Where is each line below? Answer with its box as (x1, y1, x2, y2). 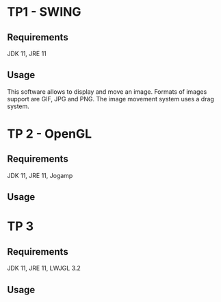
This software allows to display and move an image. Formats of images (7, 87, 207, 96)
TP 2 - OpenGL (7, 126, 92, 141)
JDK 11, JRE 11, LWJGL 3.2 (7, 264, 81, 273)
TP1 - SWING (7, 4, 81, 20)
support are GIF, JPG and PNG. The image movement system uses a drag (7, 95, 214, 103)
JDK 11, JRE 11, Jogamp (7, 171, 73, 179)
